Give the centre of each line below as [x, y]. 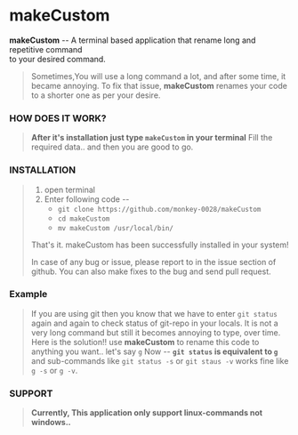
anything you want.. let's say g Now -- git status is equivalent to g [154, 351]
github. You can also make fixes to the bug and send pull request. [151, 271]
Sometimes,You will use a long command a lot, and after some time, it [158, 76]
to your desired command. [58, 59]
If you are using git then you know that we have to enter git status [154, 313]
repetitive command [46, 49]
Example [28, 294]
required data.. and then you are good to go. [112, 147]
